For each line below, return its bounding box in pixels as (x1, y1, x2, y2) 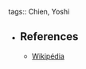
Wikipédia (31, 51, 65, 61)
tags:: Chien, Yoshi (8, 7, 70, 16)
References (19, 30, 79, 43)
